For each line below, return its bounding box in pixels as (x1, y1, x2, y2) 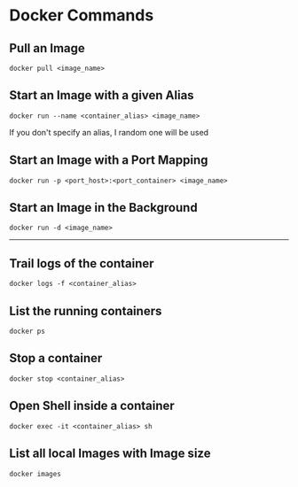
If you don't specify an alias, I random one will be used (9, 127, 209, 137)
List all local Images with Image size (9, 446, 211, 461)
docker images (9, 469, 62, 478)
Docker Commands (9, 5, 154, 26)
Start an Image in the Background (9, 200, 198, 215)
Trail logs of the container (9, 256, 154, 271)
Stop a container (9, 351, 103, 366)
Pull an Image (9, 41, 86, 56)
